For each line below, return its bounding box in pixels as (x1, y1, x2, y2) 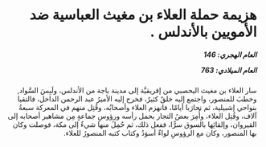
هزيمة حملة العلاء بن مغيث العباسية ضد (29, 6, 257, 24)
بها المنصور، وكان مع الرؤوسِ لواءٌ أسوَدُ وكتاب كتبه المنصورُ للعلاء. (63, 129, 257, 138)
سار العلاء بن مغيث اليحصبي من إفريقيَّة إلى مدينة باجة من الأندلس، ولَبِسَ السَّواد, (17, 86, 257, 96)
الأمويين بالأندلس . (149, 22, 257, 41)
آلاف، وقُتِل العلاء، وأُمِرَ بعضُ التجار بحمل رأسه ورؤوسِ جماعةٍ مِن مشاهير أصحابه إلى (7, 111, 257, 121)
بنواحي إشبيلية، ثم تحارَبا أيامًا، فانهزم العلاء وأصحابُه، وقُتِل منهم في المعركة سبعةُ (18, 103, 257, 112)
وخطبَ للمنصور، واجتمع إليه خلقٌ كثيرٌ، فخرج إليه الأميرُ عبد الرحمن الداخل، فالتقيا (17, 94, 257, 104)
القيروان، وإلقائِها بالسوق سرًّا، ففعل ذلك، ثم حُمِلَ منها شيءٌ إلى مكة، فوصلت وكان (12, 120, 257, 129)
